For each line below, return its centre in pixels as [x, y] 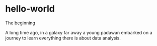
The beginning [20, 23]
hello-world [30, 9]
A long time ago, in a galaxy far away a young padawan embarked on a [79, 32]
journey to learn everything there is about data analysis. [63, 38]
